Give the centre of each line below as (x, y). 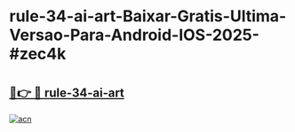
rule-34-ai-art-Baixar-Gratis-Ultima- (148, 16)
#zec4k (38, 54)
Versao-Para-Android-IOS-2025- (135, 35)
